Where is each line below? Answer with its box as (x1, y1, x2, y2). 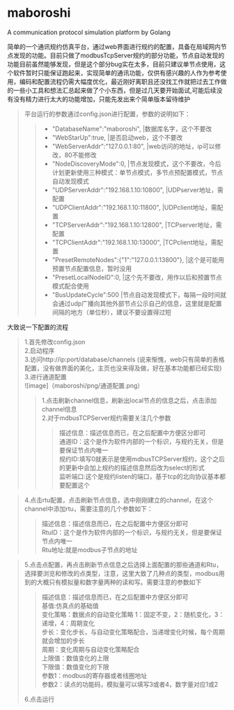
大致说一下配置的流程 (7, 323, 68, 331)
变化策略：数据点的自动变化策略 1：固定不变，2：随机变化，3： (41, 610, 225, 618)
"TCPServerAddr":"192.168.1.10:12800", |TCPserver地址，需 (52, 220, 222, 229)
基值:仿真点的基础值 (41, 601, 99, 609)
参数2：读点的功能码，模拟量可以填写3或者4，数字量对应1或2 (41, 680, 219, 688)
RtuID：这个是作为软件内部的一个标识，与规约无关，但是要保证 (41, 528, 223, 536)
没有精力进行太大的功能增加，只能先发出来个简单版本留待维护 (13, 94, 190, 103)
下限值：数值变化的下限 (41, 662, 109, 671)
